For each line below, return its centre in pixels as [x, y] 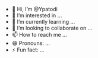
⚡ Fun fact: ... [28, 50]
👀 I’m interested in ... [37, 15]
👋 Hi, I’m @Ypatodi [34, 9]
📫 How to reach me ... [39, 35]
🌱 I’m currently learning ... [43, 22]
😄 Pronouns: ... [31, 43]
